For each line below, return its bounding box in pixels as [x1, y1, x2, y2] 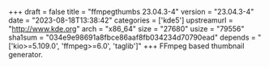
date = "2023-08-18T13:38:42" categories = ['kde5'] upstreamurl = [8, 15, 233, 25]
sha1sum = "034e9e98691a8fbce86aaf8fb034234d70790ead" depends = [8, 32, 257, 42]
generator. [8, 50, 43, 59]
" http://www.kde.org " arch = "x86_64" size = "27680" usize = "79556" [8, 24, 245, 33]
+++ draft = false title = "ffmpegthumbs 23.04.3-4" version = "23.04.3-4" [8, 7, 254, 16]
